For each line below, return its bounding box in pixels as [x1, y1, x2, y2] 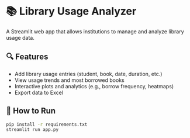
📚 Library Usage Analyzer [6, 5, 137, 18]
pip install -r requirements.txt [6, 121, 88, 127]
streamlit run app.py [6, 127, 59, 133]
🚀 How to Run [6, 106, 56, 116]
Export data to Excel [14, 89, 63, 96]
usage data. [6, 34, 35, 41]
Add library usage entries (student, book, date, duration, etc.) [14, 70, 163, 77]
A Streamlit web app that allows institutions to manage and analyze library [6, 27, 184, 35]
